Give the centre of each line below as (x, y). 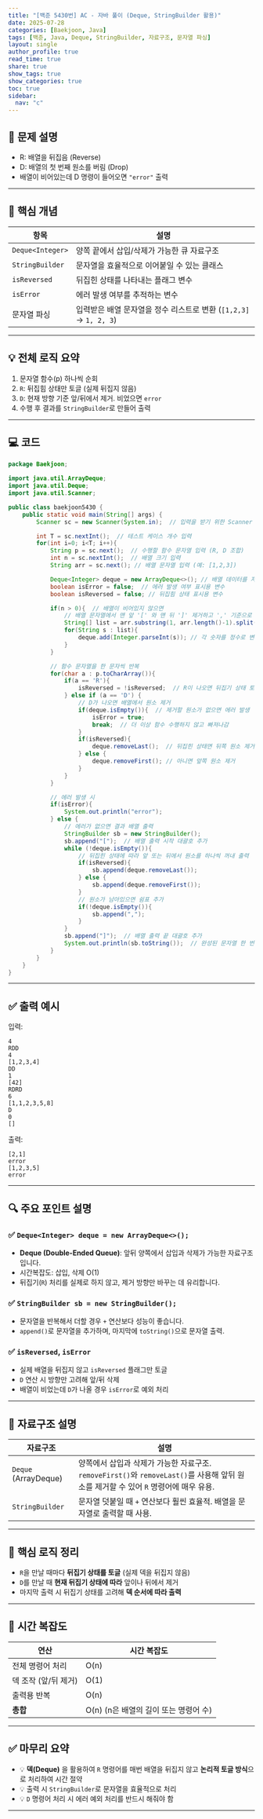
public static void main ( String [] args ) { (92, 514)
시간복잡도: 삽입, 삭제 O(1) (59, 1272)
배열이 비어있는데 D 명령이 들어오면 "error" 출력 (94, 177)
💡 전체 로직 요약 (44, 358)
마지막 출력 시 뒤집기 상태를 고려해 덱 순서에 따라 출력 (100, 1592)
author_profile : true (43, 52)
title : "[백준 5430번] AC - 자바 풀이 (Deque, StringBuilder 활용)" (115, 15)
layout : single (33, 45)
